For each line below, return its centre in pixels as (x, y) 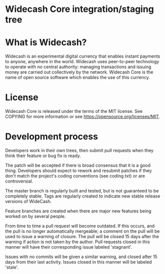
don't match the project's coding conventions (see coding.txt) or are (75, 176)
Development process (52, 137)
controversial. (19, 181)
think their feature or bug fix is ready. (43, 156)
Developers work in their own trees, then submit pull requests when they (80, 150)
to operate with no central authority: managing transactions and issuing (78, 67)
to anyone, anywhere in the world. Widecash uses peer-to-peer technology (82, 62)
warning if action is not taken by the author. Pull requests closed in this (78, 242)
